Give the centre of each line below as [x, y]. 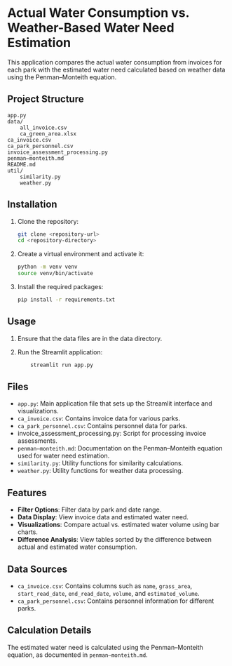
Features [27, 493]
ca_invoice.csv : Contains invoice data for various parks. [99, 418]
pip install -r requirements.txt [66, 300]
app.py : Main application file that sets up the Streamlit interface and [115, 404]
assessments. [37, 441]
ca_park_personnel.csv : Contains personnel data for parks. [102, 426]
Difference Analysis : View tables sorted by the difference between [114, 540]
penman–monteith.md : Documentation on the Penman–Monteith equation [120, 448]
